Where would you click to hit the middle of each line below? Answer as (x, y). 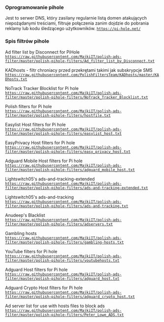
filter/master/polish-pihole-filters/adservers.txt (59, 224)
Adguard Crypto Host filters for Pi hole (44, 288)
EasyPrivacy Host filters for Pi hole (40, 143)
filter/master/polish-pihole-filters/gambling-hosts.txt (65, 242)
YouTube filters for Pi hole (31, 251)
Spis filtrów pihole (27, 41)
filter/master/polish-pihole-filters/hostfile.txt (58, 115)
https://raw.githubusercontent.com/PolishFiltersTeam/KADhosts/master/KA (82, 75)
